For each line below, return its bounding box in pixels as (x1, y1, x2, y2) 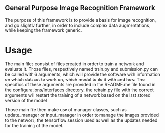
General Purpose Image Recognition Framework (5, 4, 155, 12)
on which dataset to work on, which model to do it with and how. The (5, 76, 145, 82)
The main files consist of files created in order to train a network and (5, 61, 144, 67)
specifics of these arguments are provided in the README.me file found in (5, 81, 156, 87)
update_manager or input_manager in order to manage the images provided (5, 112, 159, 118)
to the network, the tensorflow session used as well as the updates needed (5, 117, 158, 123)
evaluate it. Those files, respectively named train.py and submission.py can (5, 66, 158, 72)
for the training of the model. (5, 122, 64, 128)
